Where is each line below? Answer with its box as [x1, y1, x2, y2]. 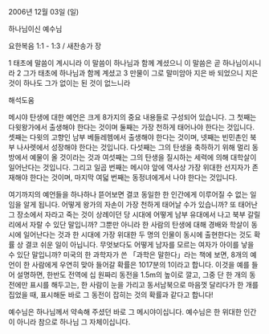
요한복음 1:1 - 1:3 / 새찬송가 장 [8, 41, 102, 51]
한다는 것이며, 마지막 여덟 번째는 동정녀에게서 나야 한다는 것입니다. [29, 173, 238, 182]
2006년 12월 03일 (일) [8, 7, 79, 16]
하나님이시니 [222, 59, 262, 67]
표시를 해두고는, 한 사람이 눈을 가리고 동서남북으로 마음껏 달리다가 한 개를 [29, 280, 259, 289]
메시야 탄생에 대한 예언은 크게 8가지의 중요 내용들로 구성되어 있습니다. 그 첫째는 [8, 112, 257, 122]
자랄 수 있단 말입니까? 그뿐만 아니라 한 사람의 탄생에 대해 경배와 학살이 [29, 220, 250, 229]
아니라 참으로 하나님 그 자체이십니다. [16, 317, 131, 327]
